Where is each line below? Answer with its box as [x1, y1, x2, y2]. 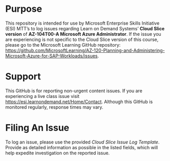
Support [5, 71, 41, 83]
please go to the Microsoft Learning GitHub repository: [5, 42, 121, 48]
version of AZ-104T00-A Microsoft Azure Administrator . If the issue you [5, 31, 161, 37]
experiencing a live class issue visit [5, 93, 80, 99]
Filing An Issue [5, 122, 70, 134]
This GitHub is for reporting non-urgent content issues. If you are [5, 88, 142, 94]
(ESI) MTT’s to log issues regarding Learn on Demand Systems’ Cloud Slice [5, 25, 165, 31]
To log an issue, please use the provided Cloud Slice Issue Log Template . [5, 139, 160, 145]
